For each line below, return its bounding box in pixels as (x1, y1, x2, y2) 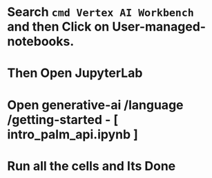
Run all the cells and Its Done (7, 158, 176, 174)
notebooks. (7, 34, 75, 49)
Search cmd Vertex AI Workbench (7, 4, 195, 20)
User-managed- (111, 19, 206, 35)
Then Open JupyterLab (7, 65, 143, 81)
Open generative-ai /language (7, 97, 184, 113)
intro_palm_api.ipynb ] (7, 126, 138, 142)
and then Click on (7, 19, 110, 35)
